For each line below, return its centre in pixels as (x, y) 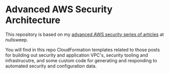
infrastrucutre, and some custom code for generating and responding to (81, 60)
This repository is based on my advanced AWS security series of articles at (84, 34)
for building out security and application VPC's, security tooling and (77, 55)
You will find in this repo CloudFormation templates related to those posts (83, 50)
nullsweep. (17, 40)
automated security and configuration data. (51, 66)
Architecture (33, 20)
